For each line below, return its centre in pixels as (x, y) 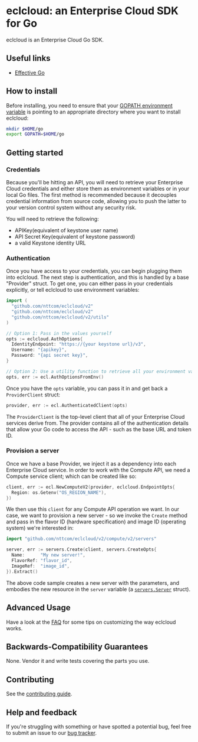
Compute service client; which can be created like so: (71, 476)
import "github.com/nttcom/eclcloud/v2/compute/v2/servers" (82, 539)
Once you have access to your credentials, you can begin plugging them (94, 271)
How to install (32, 91)
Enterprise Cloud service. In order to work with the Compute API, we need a (98, 470)
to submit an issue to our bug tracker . (52, 733)
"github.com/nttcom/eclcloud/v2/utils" (60, 317)
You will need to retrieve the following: (52, 219)
